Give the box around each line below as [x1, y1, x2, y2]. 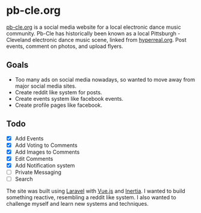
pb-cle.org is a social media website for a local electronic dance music [6, 23, 182, 31]
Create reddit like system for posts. [14, 88, 102, 96]
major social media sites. [14, 82, 77, 89]
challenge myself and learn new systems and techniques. [6, 200, 149, 207]
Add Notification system [14, 161, 75, 169]
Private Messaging [14, 169, 62, 176]
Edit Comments [14, 155, 54, 162]
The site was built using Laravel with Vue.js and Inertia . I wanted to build [6, 187, 185, 194]
